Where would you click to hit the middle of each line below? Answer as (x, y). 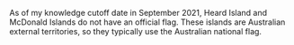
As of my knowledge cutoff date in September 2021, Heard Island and (138, 13)
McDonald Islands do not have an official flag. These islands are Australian (147, 22)
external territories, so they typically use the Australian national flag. (136, 31)
